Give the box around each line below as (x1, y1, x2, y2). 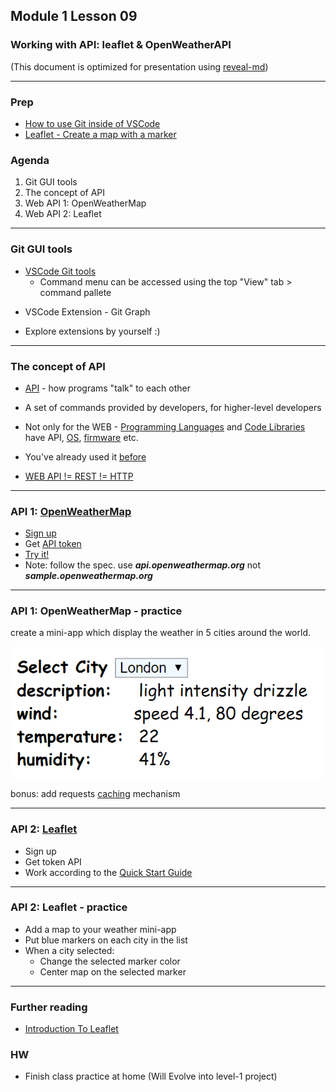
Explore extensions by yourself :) (24, 325, 161, 337)
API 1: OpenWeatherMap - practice (10, 604, 183, 618)
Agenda (10, 153, 50, 167)
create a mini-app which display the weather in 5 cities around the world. (10, 627, 311, 639)
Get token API (24, 855, 82, 868)
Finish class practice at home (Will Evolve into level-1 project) (24, 1070, 278, 1083)
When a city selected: (24, 944, 115, 956)
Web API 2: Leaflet (24, 208, 102, 220)
